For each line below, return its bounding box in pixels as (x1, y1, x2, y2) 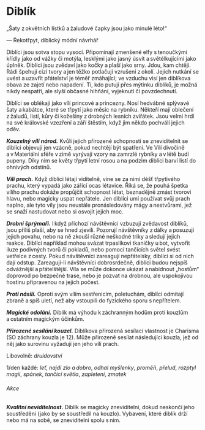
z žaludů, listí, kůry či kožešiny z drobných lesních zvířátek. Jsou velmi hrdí (6, 112, 195, 120)
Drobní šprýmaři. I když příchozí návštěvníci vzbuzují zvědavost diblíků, (6, 220, 188, 227)
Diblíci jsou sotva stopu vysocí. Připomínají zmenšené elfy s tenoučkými (6, 48, 188, 56)
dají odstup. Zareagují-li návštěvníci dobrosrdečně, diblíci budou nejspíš (6, 259, 188, 266)
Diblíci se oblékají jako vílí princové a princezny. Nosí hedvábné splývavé (6, 99, 190, 107)
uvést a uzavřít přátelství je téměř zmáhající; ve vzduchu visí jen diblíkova (6, 74, 191, 82)
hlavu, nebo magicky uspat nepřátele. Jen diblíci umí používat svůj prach (6, 194, 190, 202)
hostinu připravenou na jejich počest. (6, 278, 100, 286)
